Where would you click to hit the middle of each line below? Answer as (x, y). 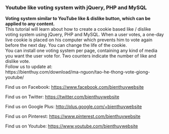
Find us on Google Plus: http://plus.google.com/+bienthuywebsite (74, 107)
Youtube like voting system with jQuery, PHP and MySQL (76, 8)
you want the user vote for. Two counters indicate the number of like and (81, 56)
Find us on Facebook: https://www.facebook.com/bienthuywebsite (74, 87)
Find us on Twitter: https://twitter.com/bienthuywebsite (62, 97)
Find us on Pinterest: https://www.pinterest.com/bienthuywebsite (73, 116)
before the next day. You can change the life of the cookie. (66, 45)
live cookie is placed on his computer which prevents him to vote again (79, 40)
